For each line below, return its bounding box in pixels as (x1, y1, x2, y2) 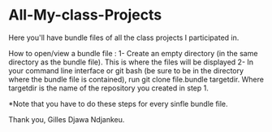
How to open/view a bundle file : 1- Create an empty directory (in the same (8, 48, 258, 58)
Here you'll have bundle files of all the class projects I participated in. (8, 33, 240, 42)
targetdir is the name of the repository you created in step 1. (8, 83, 209, 93)
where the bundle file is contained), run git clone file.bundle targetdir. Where (8, 74, 264, 84)
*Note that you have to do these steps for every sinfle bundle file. (8, 99, 229, 108)
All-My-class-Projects (8, 6, 162, 24)
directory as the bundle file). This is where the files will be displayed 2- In (8, 57, 254, 67)
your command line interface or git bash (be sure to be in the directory (8, 65, 244, 75)
